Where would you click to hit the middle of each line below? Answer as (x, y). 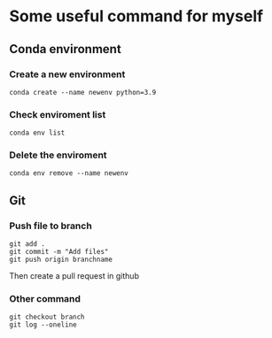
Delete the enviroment (58, 155)
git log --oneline (43, 325)
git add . (27, 244)
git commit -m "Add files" (59, 252)
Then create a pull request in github (74, 276)
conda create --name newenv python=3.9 (83, 92)
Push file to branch (51, 226)
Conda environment (65, 49)
